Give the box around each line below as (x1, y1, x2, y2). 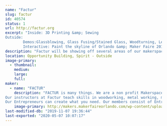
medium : (14, 67, 30, 72)
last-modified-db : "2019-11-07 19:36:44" (5, 109, 92, 114)
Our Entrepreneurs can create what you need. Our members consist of (5, 100, 153, 105)
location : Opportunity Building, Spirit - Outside (5, 53, 112, 59)
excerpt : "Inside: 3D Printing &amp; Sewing (5, 30, 99, 35)
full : (14, 76, 26, 81)
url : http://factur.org (5, 26, 55, 31)
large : (14, 72, 28, 77)
